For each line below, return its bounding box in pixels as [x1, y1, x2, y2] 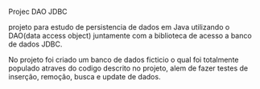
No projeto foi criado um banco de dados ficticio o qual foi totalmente [8, 55, 239, 64]
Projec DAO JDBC [8, 7, 68, 16]
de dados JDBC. [8, 39, 63, 49]
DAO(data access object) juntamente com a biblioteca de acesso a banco [8, 31, 252, 40]
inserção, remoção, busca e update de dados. [8, 72, 161, 81]
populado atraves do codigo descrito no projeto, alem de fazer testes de [8, 63, 248, 73]
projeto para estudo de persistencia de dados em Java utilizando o [8, 22, 230, 31]
